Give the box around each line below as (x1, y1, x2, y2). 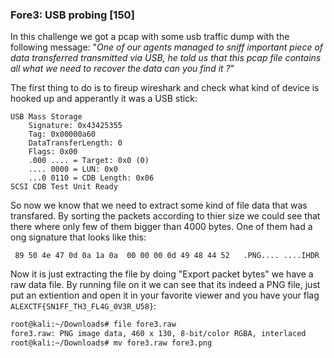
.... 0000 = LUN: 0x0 (28, 164, 118, 175)
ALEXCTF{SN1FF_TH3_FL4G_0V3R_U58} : (10, 300, 157, 312)
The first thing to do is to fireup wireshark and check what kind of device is (10, 82, 320, 94)
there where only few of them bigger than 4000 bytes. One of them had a (10, 221, 313, 233)
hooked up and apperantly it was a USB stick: (10, 93, 198, 105)
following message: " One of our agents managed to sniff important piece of (10, 41, 324, 53)
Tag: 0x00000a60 (28, 129, 97, 140)
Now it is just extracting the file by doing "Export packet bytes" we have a (10, 268, 314, 280)
